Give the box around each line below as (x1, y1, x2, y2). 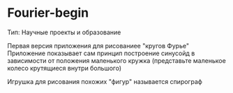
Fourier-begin (7, 5, 89, 21)
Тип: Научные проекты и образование (7, 28, 121, 36)
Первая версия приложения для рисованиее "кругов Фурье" (7, 41, 190, 50)
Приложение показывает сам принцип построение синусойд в (7, 49, 195, 57)
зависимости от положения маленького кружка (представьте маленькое (7, 56, 227, 64)
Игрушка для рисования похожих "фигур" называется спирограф (7, 77, 202, 85)
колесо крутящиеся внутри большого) (7, 64, 122, 72)
